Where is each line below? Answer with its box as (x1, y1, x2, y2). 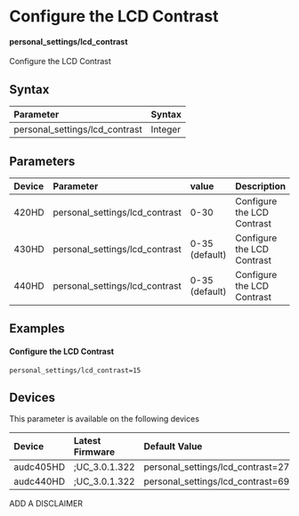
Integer (150, 123, 181, 135)
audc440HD (13, 475, 65, 487)
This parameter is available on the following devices (9, 414, 200, 424)
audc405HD (13, 461, 65, 473)
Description (235, 180, 287, 192)
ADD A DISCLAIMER (9, 498, 83, 509)
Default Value (143, 440, 203, 453)
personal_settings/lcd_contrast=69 (143, 475, 290, 487)
